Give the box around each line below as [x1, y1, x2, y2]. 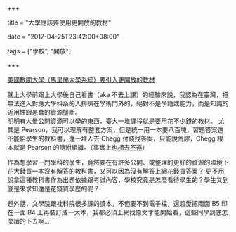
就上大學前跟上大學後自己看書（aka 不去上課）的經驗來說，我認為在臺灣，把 [7, 91, 229, 98]
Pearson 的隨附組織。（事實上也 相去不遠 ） [27, 143, 149, 151]
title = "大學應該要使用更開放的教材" [7, 18, 112, 27]
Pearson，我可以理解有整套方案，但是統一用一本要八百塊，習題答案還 [20, 126, 224, 134]
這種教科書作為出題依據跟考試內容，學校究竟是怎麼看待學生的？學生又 [19, 176, 223, 183]
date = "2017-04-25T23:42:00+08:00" [7, 32, 120, 41]
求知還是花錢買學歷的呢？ [25, 184, 100, 193]
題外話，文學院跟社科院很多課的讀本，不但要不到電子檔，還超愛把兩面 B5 [7, 200, 220, 207]
